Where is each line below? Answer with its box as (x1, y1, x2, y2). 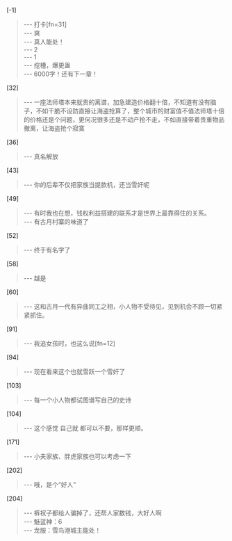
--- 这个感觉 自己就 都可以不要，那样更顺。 (23, 424, 147, 432)
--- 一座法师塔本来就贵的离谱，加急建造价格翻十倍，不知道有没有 (23, 98, 211, 106)
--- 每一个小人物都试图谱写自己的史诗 (23, 396, 132, 404)
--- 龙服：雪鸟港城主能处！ (23, 526, 101, 534)
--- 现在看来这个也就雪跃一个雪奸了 (23, 368, 126, 376)
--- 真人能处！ (23, 38, 65, 46)
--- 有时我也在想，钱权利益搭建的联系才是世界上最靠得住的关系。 (23, 209, 211, 217)
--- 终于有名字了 (23, 246, 71, 254)
